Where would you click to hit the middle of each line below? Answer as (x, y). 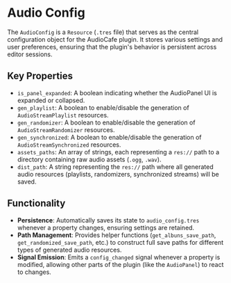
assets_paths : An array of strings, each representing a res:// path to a (118, 152)
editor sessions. (30, 54)
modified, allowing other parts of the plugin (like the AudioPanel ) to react (120, 264)
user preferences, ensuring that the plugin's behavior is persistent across (112, 47)
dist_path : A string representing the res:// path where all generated (115, 167)
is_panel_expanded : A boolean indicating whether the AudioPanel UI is (117, 92)
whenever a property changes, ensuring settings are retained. (106, 227)
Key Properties (40, 76)
